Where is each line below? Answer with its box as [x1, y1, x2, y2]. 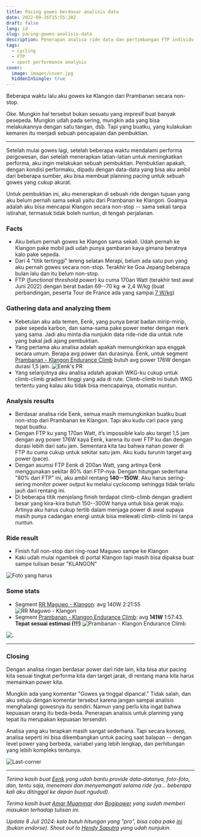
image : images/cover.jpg [11, 70, 74, 76]
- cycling [11, 48, 36, 54]
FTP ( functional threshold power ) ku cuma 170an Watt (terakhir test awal [14, 276, 194, 284]
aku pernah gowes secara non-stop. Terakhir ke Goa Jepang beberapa [14, 264, 190, 271]
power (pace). [14, 455, 50, 463]
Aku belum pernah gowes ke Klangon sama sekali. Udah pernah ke [14, 238, 180, 245]
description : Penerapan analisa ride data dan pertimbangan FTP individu [6, 37, 194, 43]
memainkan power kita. [6, 678, 64, 686]
